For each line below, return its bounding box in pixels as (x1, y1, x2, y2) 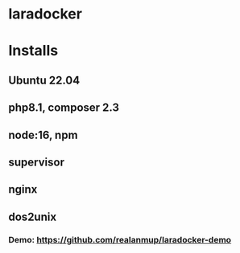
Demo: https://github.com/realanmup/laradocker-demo (8, 234, 232, 245)
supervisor (8, 155, 64, 169)
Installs (8, 42, 59, 60)
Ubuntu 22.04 (8, 73, 81, 87)
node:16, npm (8, 128, 78, 141)
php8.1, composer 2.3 (8, 101, 119, 115)
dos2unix (8, 210, 57, 223)
